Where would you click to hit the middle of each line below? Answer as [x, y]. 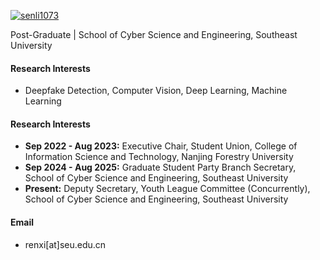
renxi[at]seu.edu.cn [65, 244]
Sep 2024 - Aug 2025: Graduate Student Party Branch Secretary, [160, 167]
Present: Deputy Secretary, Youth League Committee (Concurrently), [167, 189]
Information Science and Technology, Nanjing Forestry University [159, 157]
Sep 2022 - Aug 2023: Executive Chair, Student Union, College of [161, 146]
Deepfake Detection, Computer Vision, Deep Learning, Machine [156, 91]
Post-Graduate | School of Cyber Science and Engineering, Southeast [154, 34]
